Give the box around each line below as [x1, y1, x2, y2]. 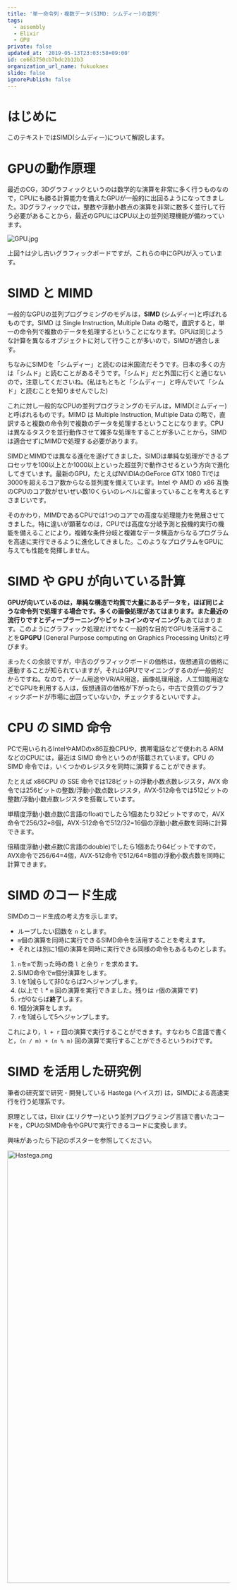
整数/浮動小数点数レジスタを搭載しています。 [7, 795, 139, 803]
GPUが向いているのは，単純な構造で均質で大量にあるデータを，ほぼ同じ [7, 598, 219, 607]
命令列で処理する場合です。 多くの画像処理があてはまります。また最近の [19, 607, 229, 616]
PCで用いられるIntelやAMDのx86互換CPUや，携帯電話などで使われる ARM [7, 745, 224, 753]
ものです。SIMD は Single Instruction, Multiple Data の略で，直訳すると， [7, 319, 219, 327]
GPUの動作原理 [7, 160, 96, 176]
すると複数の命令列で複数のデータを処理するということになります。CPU [13, 419, 224, 427]
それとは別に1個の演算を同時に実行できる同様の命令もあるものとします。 [17, 945, 230, 953]
